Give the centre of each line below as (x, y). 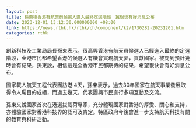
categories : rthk (27, 33)
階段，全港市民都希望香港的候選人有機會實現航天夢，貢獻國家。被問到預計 (95, 58)
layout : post (22, 11)
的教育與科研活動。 (29, 119)
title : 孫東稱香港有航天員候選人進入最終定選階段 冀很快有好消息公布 (80, 17)
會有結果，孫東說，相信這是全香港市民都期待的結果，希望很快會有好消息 (98, 65)
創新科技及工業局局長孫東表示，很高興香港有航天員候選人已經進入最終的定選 (98, 51)
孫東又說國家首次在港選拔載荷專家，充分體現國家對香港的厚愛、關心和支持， (98, 105)
